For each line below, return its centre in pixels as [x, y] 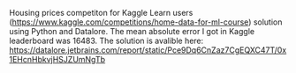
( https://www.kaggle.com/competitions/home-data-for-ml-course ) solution [146, 22]
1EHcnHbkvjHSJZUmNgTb [57, 59]
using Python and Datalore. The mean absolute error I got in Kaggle [132, 31]
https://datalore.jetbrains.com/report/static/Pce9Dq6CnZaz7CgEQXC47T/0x [148, 50]
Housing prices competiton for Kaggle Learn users [101, 13]
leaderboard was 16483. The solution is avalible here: [106, 40]
